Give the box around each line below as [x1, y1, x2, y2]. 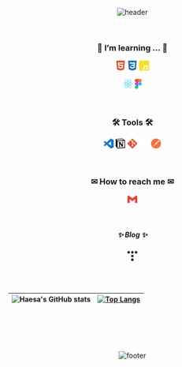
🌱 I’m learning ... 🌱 [97, 42, 168, 53]
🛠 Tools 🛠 [111, 117, 154, 128]
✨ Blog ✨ [117, 230, 148, 240]
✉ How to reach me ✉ [90, 176, 175, 187]
